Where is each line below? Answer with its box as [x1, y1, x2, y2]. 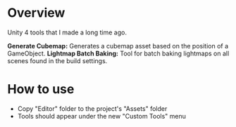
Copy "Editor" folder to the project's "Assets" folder [17, 104, 168, 113]
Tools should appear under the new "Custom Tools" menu [17, 112, 187, 120]
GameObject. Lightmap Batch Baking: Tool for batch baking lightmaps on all [7, 49, 230, 58]
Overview [7, 5, 66, 21]
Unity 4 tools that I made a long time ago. [7, 28, 127, 36]
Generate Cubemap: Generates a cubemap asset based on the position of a [7, 41, 229, 50]
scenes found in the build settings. [7, 56, 108, 65]
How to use [7, 81, 75, 98]
